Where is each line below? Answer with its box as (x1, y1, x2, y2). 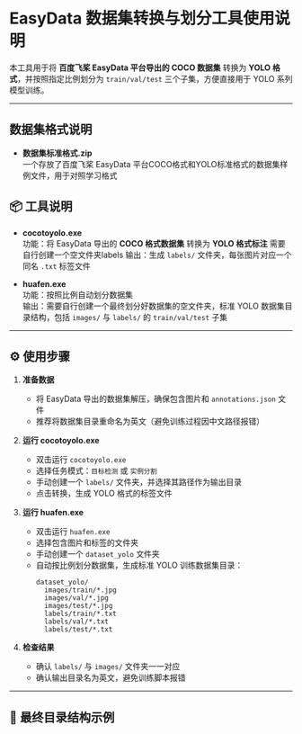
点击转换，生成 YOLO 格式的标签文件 (35, 488, 173, 499)
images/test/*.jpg (43, 602, 113, 611)
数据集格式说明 (9, 122, 93, 138)
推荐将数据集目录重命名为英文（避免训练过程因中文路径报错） (35, 416, 265, 427)
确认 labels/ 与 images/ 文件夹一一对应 (35, 661, 181, 672)
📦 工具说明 (9, 199, 74, 214)
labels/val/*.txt (43, 617, 110, 626)
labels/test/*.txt (43, 625, 113, 634)
